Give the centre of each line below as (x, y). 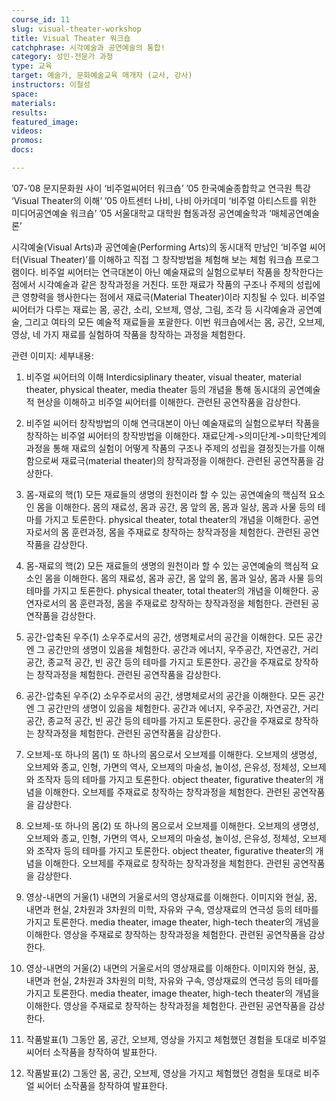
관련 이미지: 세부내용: (52, 355)
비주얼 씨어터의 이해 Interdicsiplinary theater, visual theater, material (163, 377)
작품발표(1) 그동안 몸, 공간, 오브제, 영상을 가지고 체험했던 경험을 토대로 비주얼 (176, 1039)
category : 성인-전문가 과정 (62, 57)
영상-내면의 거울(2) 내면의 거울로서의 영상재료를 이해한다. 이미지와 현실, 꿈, (172, 968)
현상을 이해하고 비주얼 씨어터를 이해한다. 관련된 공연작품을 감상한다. (168, 402)
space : (25, 94)
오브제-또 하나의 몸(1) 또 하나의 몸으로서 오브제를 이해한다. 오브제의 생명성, (171, 754)
